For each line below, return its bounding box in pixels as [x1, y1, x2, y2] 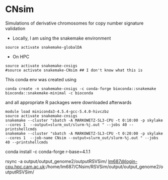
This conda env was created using [5, 76, 76, 82]
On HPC [12, 54, 30, 60]
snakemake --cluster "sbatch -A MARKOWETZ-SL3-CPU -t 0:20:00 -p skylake [5, 131, 163, 136]
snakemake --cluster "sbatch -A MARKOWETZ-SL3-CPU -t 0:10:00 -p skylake [5, 118, 163, 123]
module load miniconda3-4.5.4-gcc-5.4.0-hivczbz [5, 109, 109, 114]
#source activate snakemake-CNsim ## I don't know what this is [5, 68, 143, 73]
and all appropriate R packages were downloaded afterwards [5, 99, 132, 105]
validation [5, 25, 26, 31]
